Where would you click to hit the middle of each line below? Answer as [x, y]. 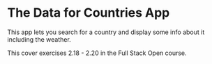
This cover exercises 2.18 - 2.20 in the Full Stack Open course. [97, 53]
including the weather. [39, 39]
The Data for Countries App [89, 13]
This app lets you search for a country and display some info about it [106, 32]
